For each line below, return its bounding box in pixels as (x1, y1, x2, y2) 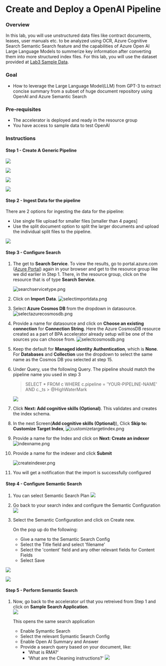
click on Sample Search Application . (12, 604, 89, 610)
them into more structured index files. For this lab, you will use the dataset (5, 54, 157, 60)
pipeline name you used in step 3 (12, 371, 81, 377)
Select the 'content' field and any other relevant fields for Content (20, 546, 155, 552)
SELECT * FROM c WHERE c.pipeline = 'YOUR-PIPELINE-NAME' (25, 381, 158, 387)
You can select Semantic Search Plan (12, 492, 89, 499)
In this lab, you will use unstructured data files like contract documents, (5, 32, 152, 38)
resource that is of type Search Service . (12, 276, 96, 282)
